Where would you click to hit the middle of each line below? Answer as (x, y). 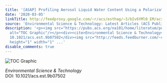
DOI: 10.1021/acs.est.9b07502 (35, 76)
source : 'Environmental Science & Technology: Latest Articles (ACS (78, 24)
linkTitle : (16, 19)
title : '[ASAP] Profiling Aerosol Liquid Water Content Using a (73, 10)
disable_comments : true (30, 47)
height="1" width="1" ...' (38, 42)
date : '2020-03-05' (25, 14)
